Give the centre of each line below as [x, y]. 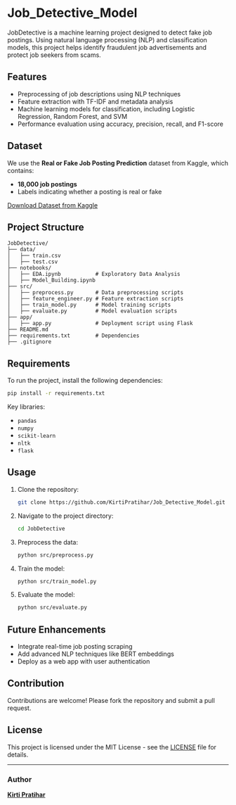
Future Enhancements [57, 629]
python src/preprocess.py [55, 555]
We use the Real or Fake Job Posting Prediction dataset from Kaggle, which [118, 163]
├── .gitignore [29, 342]
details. [18, 754]
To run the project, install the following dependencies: [85, 381]
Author [20, 779]
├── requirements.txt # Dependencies [73, 336]
